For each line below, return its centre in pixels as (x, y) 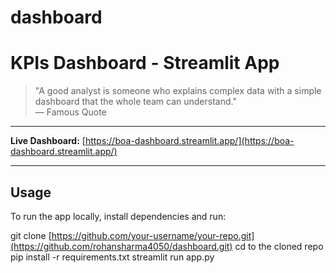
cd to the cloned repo (279, 246)
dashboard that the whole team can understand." (135, 102)
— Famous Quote (70, 112)
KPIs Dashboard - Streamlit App (145, 63)
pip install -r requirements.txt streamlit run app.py (112, 257)
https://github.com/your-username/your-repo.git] (153, 235)
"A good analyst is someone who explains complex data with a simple (178, 91)
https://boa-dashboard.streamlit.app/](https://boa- (189, 141)
